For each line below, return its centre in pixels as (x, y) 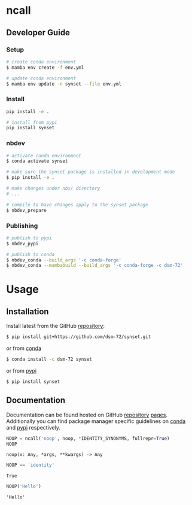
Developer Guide (38, 33)
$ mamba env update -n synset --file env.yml (64, 84)
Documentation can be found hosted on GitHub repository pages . (87, 415)
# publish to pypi (29, 238)
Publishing (22, 226)
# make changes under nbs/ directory (53, 188)
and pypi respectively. (33, 427)
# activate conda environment (44, 156)
